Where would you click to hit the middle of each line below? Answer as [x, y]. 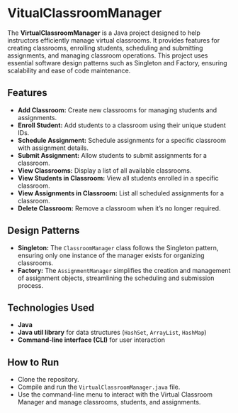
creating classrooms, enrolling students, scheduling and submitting [105, 48]
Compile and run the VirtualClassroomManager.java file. [99, 387]
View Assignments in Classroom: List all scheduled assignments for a [121, 193]
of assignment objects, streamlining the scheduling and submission [116, 278]
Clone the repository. [48, 380]
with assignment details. [53, 148]
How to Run [33, 362]
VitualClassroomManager [85, 13]
